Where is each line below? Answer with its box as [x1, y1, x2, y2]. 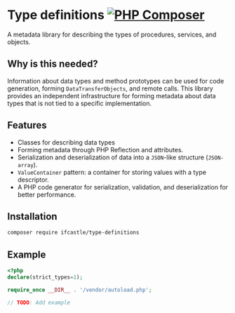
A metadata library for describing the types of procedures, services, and [7, 30, 217, 39]
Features [7, 119, 47, 131]
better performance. [17, 190, 76, 199]
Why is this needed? [7, 58, 98, 70]
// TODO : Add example [7, 299, 71, 306]
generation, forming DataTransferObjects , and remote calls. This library [7, 84, 214, 93]
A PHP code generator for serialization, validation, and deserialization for [17, 182, 229, 191]
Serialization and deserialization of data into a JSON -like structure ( [17, 153, 208, 161]
